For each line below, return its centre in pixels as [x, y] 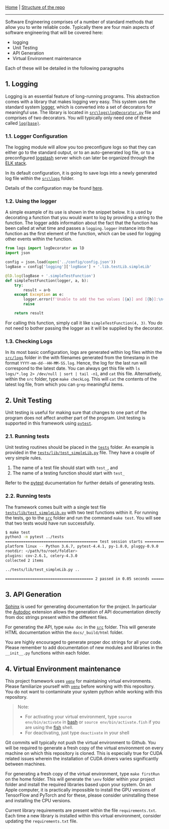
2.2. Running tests [28, 496]
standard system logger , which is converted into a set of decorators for [79, 107]
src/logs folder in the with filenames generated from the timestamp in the [81, 357]
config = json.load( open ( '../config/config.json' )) [60, 262]
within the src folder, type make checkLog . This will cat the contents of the [81, 379]
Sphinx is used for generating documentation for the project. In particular [81, 607]
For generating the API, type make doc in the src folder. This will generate [80, 627]
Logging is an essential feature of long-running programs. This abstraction [82, 96]
